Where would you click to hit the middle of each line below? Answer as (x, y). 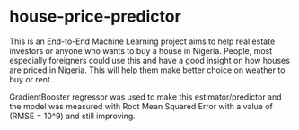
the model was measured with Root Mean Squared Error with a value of (141, 106)
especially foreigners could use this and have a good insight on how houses (149, 60)
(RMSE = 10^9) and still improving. (73, 116)
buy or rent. (31, 79)
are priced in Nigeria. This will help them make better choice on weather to (147, 70)
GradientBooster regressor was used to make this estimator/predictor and (145, 97)
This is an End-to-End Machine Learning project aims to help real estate (142, 41)
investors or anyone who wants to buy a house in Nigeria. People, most (141, 50)
